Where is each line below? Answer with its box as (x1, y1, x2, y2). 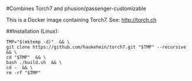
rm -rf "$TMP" (6, 70, 41, 76)
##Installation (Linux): (6, 28, 59, 35)
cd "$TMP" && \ (6, 55, 46, 60)
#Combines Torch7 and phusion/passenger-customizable (6, 5, 147, 12)
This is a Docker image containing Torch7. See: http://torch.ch (6, 16, 157, 23)
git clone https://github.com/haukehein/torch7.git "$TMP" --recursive (6, 44, 186, 50)
